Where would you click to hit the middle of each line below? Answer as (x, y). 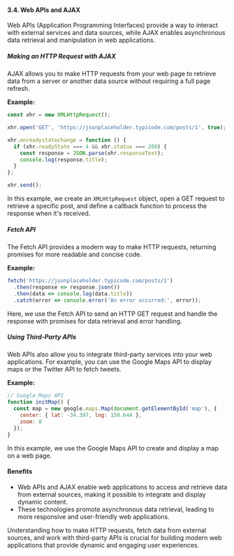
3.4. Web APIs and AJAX (44, 10)
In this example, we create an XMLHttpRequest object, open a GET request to (116, 198)
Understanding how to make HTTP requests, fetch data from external (107, 530)
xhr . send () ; (24, 185)
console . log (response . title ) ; (64, 160)
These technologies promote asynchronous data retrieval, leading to (116, 509)
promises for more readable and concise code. (74, 254)
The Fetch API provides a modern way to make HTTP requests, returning (112, 247)
